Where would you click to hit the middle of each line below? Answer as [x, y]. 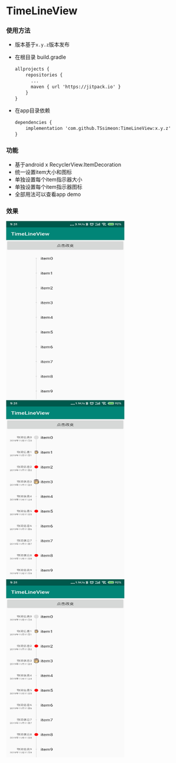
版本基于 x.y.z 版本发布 [42, 44]
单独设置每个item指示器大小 [48, 179]
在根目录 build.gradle [40, 57]
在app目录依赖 [32, 110]
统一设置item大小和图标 [43, 172]
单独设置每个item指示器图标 [48, 187]
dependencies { [33, 123]
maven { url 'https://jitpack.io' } [76, 87]
